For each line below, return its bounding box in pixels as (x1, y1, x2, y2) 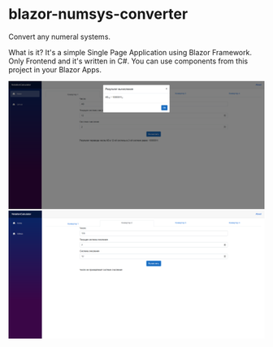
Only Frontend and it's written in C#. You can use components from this (8, 56, 249, 66)
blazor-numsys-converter (8, 5, 188, 24)
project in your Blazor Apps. (8, 64, 102, 74)
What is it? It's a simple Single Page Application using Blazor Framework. (8, 47, 252, 57)
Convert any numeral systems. (8, 32, 111, 41)
